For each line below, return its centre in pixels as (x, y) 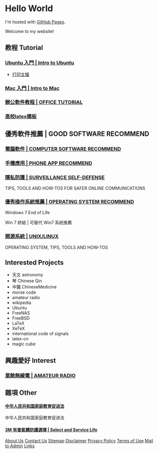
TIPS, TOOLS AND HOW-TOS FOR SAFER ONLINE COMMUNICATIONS (75, 188)
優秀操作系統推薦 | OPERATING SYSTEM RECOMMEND (70, 201)
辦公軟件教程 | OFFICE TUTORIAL (44, 102)
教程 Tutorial (24, 48)
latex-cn (20, 339)
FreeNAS (21, 313)
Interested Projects (34, 262)
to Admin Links (20, 446)
